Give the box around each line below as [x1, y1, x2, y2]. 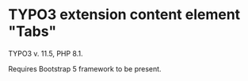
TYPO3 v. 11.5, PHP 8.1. [8, 48, 83, 58]
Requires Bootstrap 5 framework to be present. [8, 64, 162, 73]
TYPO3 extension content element [8, 6, 241, 24]
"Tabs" [8, 22, 57, 40]
